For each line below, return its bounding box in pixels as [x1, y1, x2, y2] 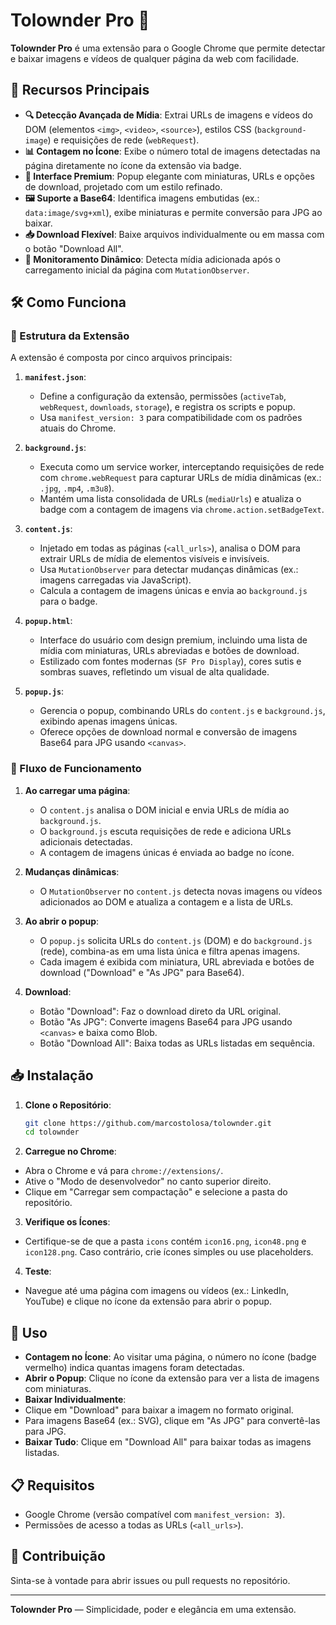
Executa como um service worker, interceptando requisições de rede [39, 461, 325, 473]
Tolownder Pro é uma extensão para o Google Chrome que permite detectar [10, 42, 326, 54]
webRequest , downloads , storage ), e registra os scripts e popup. [39, 401, 296, 413]
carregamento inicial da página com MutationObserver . [24, 264, 250, 276]
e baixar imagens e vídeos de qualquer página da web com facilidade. [10, 52, 300, 64]
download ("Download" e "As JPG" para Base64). [39, 966, 245, 978]
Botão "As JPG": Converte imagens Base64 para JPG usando [39, 1015, 293, 1028]
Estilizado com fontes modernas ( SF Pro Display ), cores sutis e [39, 655, 302, 668]
